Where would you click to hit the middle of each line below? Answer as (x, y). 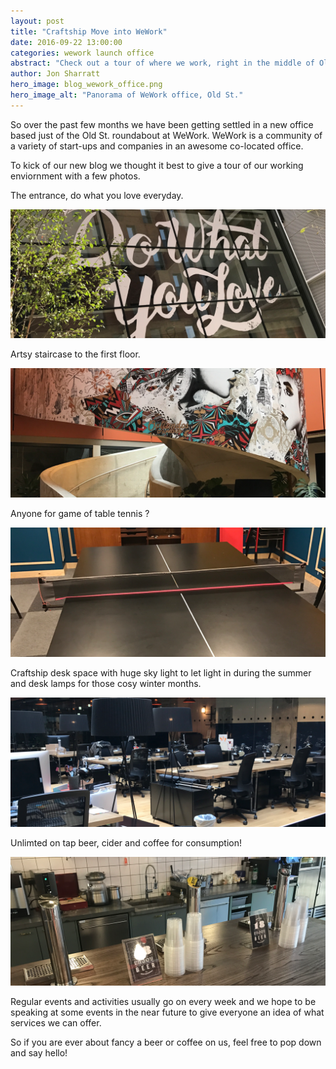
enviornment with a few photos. (75, 176)
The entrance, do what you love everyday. (97, 195)
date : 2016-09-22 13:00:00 (66, 42)
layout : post (37, 21)
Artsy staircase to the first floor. (75, 354)
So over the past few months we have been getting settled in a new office (162, 124)
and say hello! (39, 1053)
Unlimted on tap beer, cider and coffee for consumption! (126, 842)
